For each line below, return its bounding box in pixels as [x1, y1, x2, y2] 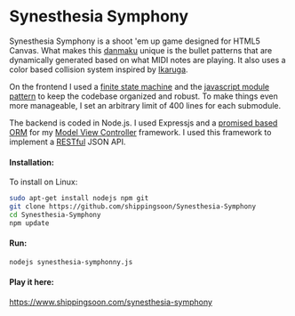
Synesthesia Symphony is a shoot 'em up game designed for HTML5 [9, 36, 260, 46]
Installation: [9, 157, 55, 167]
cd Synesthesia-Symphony [9, 210, 101, 219]
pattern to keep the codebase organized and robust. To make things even [9, 91, 278, 101]
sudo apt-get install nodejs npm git [9, 194, 149, 203]
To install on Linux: [9, 176, 78, 188]
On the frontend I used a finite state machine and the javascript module [9, 81, 270, 92]
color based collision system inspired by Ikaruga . [9, 64, 188, 75]
